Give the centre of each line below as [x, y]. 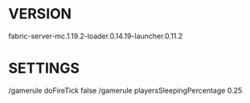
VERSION [40, 14]
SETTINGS [44, 68]
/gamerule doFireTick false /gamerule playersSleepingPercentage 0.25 [125, 90]
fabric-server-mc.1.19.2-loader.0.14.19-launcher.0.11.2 [96, 36]
